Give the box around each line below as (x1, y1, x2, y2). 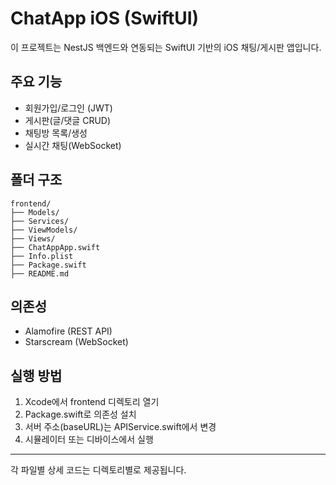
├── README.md (10, 268, 70, 279)
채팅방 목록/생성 (24, 127, 88, 139)
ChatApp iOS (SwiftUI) (10, 7, 200, 30)
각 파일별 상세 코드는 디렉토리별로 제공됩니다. (10, 464, 187, 476)
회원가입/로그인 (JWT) (24, 102, 113, 114)
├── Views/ (10, 233, 56, 244)
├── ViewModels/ (10, 225, 78, 235)
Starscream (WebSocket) (24, 336, 129, 348)
